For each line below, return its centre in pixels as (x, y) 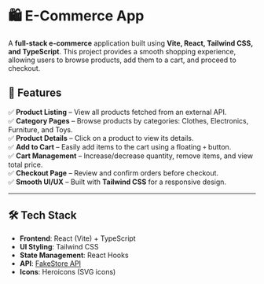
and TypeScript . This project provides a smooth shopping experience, (122, 51)
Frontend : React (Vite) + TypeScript (77, 238)
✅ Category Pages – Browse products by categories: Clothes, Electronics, (128, 120)
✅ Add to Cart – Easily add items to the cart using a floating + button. (120, 146)
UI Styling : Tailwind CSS (59, 246)
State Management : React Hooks (74, 255)
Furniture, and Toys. (40, 129)
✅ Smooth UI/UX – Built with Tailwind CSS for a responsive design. (117, 182)
